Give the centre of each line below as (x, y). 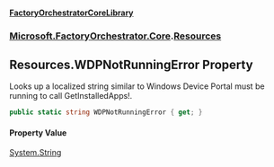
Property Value (38, 132)
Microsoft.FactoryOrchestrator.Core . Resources (115, 36)
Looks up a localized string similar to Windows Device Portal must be (137, 86)
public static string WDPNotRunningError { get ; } (106, 112)
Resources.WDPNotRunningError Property (131, 64)
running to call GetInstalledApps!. (71, 96)
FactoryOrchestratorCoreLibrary (71, 13)
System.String (35, 153)
